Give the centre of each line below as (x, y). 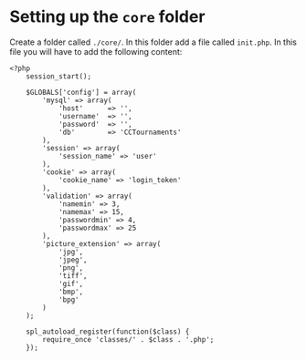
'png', (71, 268)
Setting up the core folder (107, 17)
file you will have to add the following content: (96, 51)
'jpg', (71, 252)
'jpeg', (73, 260)
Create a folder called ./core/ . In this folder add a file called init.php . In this (153, 42)
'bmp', (71, 292)
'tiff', (73, 275)
